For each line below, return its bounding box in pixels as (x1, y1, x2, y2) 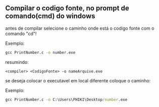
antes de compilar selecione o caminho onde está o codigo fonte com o (5, 25, 154, 31)
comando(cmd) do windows (5, 12, 95, 21)
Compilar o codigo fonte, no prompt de (5, 4, 130, 13)
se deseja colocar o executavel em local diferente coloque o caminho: (5, 77, 151, 83)
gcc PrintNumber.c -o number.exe (5, 50, 76, 55)
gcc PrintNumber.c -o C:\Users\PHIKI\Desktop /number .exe (5, 97, 128, 102)
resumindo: (5, 59, 29, 65)
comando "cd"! (5, 30, 37, 37)
